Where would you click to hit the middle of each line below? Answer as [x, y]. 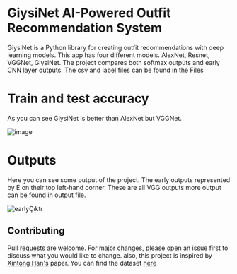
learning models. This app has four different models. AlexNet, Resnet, [109, 55]
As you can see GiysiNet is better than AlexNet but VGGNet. [95, 118]
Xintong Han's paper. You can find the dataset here [82, 263]
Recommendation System [85, 28]
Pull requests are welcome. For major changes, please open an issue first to [118, 248]
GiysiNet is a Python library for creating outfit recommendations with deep [116, 47]
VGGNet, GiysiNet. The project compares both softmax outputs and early [114, 62]
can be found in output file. [47, 195]
